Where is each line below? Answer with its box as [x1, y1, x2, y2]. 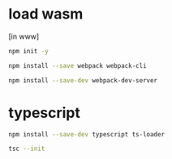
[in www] [8, 31, 40, 41]
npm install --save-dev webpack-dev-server [8, 76, 158, 85]
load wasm [8, 5, 84, 23]
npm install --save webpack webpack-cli [8, 61, 148, 69]
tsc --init [8, 144, 45, 153]
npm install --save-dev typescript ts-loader [8, 130, 165, 138]
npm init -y [8, 47, 49, 55]
